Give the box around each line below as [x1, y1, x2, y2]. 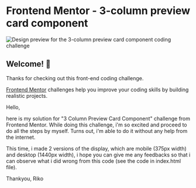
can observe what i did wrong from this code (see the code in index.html [6, 157, 181, 165]
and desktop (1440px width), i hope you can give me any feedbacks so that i [6, 151, 191, 158]
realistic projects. [6, 92, 48, 99]
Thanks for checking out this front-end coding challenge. [6, 74, 144, 81]
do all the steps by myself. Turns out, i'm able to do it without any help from [6, 127, 188, 134]
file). [6, 163, 18, 170]
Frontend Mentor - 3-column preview [6, 4, 191, 18]
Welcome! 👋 [6, 59, 51, 69]
